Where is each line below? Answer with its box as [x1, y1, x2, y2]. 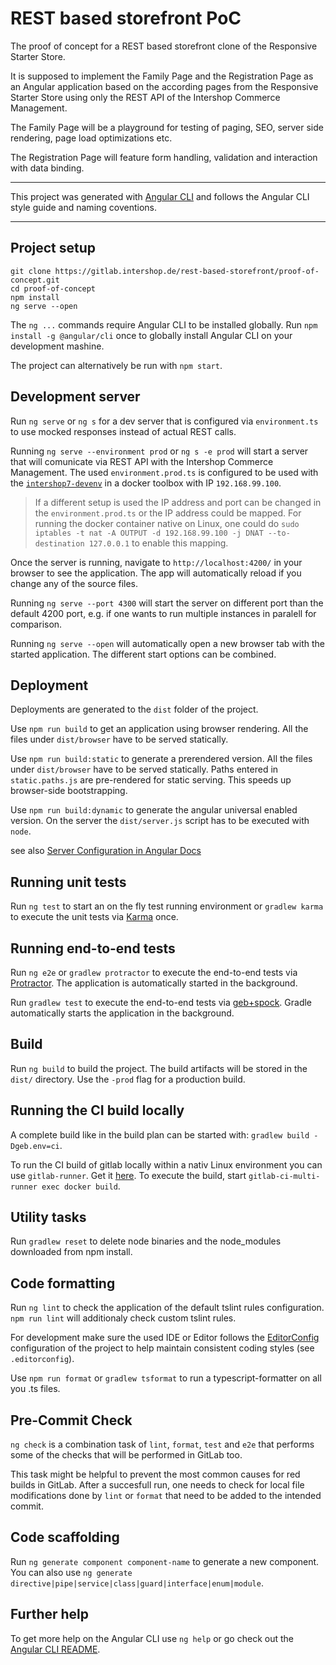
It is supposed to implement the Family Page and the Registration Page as [10, 70, 314, 82]
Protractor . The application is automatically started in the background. [10, 977, 298, 989]
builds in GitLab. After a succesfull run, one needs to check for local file [10, 1479, 305, 1491]
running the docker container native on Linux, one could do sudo [34, 517, 300, 529]
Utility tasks [10, 1209, 87, 1226]
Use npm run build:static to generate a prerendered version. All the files [10, 753, 313, 765]
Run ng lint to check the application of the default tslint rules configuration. [10, 1302, 325, 1314]
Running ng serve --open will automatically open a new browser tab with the [10, 637, 326, 649]
